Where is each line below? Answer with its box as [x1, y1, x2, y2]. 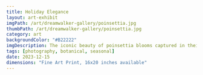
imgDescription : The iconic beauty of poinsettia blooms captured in [6, 43, 185, 49]
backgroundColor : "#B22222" [6, 37, 77, 43]
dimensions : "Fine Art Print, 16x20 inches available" [6, 59, 147, 65]
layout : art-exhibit [6, 15, 59, 21]
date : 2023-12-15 [6, 54, 50, 60]
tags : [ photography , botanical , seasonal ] [6, 48, 115, 54]
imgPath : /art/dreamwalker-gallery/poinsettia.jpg [6, 20, 137, 26]
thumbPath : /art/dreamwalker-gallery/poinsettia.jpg [6, 25, 142, 32]
